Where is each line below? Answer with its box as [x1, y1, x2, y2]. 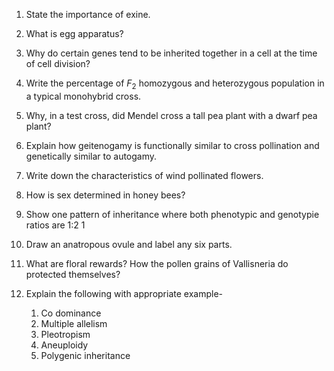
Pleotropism [40, 328, 91, 340]
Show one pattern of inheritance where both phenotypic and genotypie [25, 208, 320, 220]
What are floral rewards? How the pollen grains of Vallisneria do [25, 257, 289, 269]
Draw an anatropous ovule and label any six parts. [25, 238, 233, 250]
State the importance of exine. [25, 9, 151, 20]
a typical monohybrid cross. [25, 90, 142, 102]
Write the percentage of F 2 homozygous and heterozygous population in [25, 77, 325, 91]
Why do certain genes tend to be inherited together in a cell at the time [25, 47, 318, 59]
